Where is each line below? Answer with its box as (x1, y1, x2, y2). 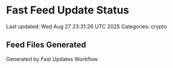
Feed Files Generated (6, 40, 86, 50)
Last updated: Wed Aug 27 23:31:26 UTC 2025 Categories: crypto (6, 23, 167, 30)
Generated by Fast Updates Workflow (6, 55, 98, 62)
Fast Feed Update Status (6, 4, 129, 17)
